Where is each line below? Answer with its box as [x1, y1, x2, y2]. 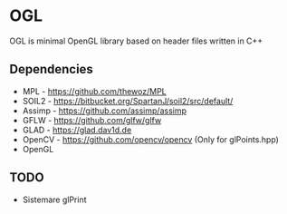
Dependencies [9, 62, 93, 77]
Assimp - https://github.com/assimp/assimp [22, 105, 187, 116]
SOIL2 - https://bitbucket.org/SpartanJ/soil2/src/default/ [22, 95, 234, 106]
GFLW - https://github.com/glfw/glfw [22, 114, 162, 125]
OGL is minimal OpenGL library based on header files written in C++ [9, 35, 263, 46]
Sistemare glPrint [22, 194, 87, 205]
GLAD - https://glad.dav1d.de [22, 124, 132, 135]
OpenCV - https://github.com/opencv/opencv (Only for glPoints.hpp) [22, 133, 279, 145]
